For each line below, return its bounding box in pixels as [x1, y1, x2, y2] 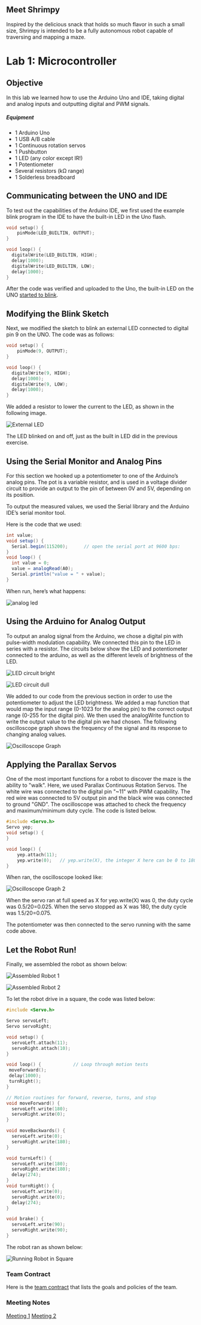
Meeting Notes [6, 1299, 50, 1307]
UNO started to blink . [6, 291, 59, 298]
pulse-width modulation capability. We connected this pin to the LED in [6, 639, 181, 646]
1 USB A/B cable [14, 135, 56, 142]
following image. [6, 410, 47, 417]
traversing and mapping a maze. [6, 33, 86, 41]
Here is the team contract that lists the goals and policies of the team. [6, 1284, 178, 1291]
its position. [6, 491, 35, 498]
